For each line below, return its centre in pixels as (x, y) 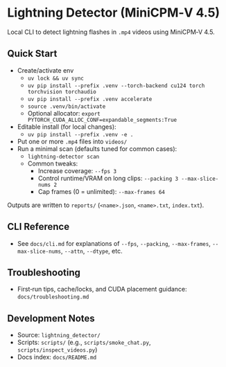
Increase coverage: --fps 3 (77, 170)
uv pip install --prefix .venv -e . (80, 134)
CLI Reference (38, 227)
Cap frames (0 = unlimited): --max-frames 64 (101, 191)
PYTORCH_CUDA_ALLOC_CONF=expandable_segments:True (102, 120)
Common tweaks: (53, 163)
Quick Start (32, 54)
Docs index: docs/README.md (57, 357)
